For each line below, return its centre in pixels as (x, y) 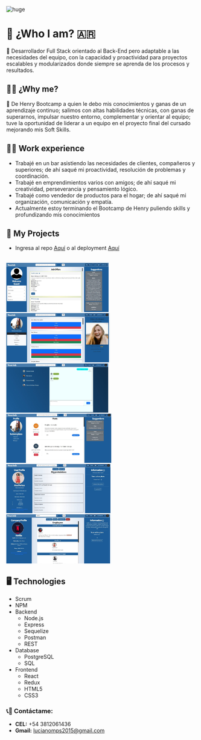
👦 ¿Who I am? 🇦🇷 (51, 34)
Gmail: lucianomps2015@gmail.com (60, 731)
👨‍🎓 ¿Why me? (32, 89)
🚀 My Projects (33, 233)
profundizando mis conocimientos (58, 214)
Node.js (34, 618)
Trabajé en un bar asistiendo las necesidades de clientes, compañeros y (105, 163)
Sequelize (37, 631)
